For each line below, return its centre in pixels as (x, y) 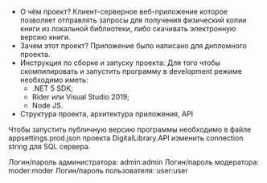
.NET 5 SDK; (53, 88)
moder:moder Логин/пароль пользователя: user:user (98, 171)
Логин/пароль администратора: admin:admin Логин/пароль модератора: (134, 162)
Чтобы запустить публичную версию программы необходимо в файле (130, 129)
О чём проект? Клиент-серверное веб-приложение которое (123, 12)
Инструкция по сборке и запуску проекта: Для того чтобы (120, 63)
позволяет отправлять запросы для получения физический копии (133, 20)
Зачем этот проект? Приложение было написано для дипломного (133, 46)
